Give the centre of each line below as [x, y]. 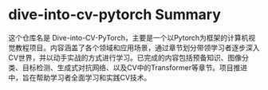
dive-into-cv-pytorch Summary [115, 15]
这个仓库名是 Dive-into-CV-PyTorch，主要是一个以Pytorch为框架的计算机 [128, 37]
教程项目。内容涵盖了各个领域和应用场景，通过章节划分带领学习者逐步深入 [137, 47]
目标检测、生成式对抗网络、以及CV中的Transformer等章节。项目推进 [135, 67]
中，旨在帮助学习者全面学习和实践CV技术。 [80, 77]
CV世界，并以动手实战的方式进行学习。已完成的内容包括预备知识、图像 [125, 57]
